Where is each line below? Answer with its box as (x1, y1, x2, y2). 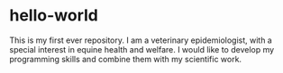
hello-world (9, 5, 99, 26)
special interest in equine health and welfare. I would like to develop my (9, 44, 275, 54)
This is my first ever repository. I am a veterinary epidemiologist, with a (9, 35, 272, 45)
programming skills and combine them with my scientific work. (9, 53, 242, 64)
